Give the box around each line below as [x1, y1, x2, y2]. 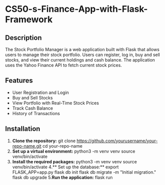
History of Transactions [12, 110, 60, 116]
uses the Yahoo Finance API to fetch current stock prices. [5, 62, 122, 68]
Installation [5, 124, 40, 133]
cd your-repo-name [42, 143, 83, 149]
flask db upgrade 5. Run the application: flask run [12, 174, 113, 180]
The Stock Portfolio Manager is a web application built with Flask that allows [5, 47, 160, 52]
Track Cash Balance [12, 105, 53, 111]
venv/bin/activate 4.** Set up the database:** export [12, 164, 119, 170]
